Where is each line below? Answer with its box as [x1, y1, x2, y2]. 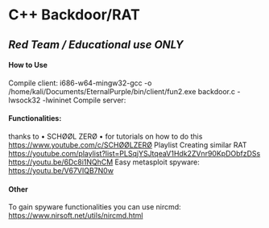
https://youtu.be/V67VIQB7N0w [8, 165, 114, 175]
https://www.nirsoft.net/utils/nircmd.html [8, 211, 143, 221]
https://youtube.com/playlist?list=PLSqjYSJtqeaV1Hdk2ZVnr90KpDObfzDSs [8, 148, 261, 158]
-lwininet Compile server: [42, 95, 126, 105]
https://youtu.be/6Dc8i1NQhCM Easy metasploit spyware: [8, 157, 200, 167]
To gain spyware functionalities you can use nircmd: [8, 202, 181, 212]
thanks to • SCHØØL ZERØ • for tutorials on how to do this [8, 131, 203, 141]
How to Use [8, 60, 48, 70]
